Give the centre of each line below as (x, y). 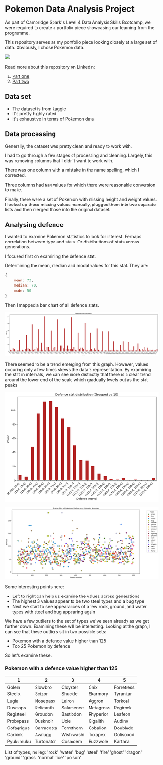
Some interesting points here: (35, 587)
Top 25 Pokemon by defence (41, 646)
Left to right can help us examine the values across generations (76, 596)
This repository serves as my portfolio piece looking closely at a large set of (81, 42)
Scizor (41, 694)
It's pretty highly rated (34, 113)
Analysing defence (35, 225)
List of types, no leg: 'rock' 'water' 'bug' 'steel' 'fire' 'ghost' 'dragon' (73, 752)
